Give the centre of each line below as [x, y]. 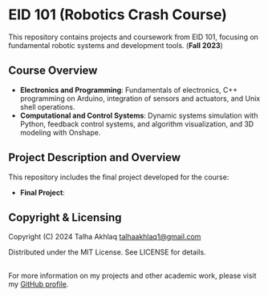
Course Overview [53, 71]
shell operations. [47, 106]
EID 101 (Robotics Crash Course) [118, 15]
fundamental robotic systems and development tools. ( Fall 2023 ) [116, 45]
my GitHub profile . [39, 284]
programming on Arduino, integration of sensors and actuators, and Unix [140, 98]
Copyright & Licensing [65, 217]
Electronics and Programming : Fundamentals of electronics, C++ [129, 90]
